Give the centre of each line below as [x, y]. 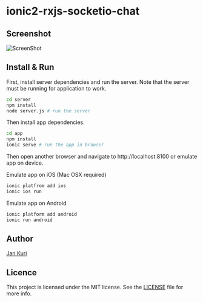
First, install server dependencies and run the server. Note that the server [98, 82]
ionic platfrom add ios [36, 186]
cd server [19, 99]
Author [20, 239]
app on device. [25, 163]
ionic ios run [24, 191]
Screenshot [29, 34]
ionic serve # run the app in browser [55, 145]
